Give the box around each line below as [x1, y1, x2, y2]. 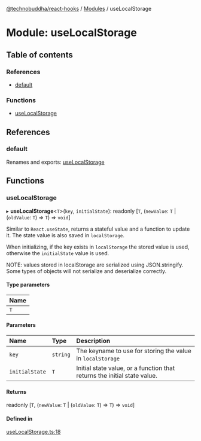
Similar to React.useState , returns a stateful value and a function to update [6, 225, 190, 232]
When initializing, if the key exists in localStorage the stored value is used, [6, 243, 190, 250]
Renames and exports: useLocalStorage [6, 158, 105, 166]
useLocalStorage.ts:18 [6, 428, 61, 436]
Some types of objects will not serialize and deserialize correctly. [6, 267, 167, 274]
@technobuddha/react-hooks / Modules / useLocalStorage [6, 5, 152, 12]
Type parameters [6, 281, 50, 289]
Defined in [6, 415, 33, 422]
